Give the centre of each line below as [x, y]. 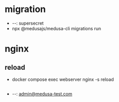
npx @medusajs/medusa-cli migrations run [56, 28]
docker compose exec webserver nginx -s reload [63, 79]
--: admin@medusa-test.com [42, 94]
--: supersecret [28, 23]
